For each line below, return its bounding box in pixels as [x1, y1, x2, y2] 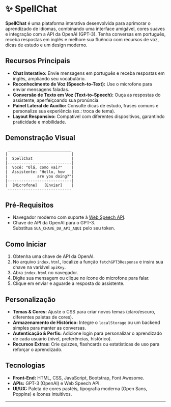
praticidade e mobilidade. [12, 119, 66, 125]
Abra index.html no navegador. [12, 270, 78, 276]
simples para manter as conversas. [12, 325, 87, 331]
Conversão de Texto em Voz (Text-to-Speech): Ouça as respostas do [12, 92, 161, 98]
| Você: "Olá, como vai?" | [5, 165, 74, 170]
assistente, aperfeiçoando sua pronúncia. [12, 97, 100, 103]
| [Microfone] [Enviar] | [5, 183, 74, 188]
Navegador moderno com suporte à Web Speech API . [12, 214, 126, 220]
